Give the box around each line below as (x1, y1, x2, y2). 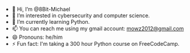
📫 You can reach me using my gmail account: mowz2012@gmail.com (11, 25, 184, 32)
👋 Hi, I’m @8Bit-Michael (11, 6, 71, 13)
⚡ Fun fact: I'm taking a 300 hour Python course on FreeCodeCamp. (11, 40, 180, 47)
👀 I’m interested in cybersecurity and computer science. (11, 12, 151, 19)
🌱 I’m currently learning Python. (11, 18, 90, 25)
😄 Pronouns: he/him (11, 33, 63, 40)
